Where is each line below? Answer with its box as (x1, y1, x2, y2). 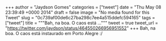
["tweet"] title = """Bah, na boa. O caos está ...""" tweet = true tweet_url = (5, 20, 158, 26)
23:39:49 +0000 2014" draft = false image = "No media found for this (5, 9, 150, 15)
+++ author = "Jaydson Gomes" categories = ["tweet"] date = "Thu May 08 (5, 4, 161, 10)
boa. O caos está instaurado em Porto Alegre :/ (5, 31, 103, 36)
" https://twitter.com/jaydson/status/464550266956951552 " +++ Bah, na (5, 25, 156, 31)
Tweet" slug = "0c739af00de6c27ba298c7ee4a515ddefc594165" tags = (5, 15, 155, 20)
